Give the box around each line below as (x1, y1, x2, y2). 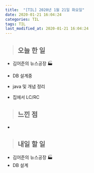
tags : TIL (5, 21, 26, 27)
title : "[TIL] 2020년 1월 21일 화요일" (5, 7, 84, 13)
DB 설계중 (12, 73, 33, 79)
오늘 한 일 (17, 46, 46, 54)
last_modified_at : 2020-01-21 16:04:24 (5, 26, 89, 31)
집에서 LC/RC (12, 94, 40, 100)
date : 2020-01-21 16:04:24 (5, 12, 62, 17)
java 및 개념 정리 (12, 83, 45, 89)
